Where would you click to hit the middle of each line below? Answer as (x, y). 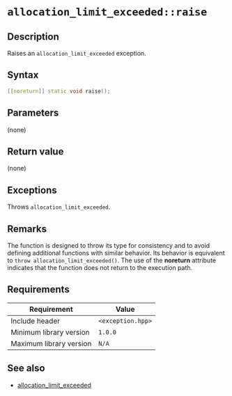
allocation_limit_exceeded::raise (107, 12)
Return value (36, 151)
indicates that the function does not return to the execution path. (100, 267)
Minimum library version (50, 332)
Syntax (23, 75)
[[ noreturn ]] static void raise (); (59, 91)
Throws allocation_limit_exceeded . (59, 207)
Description (33, 37)
